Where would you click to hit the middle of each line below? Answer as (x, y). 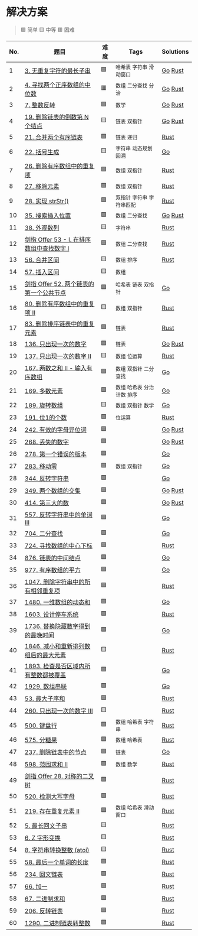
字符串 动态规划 (134, 148)
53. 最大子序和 (45, 699)
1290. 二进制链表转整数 (57, 924)
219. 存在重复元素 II (52, 811)
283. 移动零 (41, 466)
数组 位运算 (129, 356)
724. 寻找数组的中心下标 (59, 546)
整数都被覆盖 (48, 675)
